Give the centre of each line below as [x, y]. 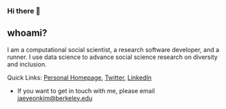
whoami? [27, 33]
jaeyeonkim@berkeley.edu [55, 98]
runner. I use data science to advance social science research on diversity [113, 57]
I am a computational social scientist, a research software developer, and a [113, 49]
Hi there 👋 [24, 11]
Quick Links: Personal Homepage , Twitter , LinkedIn [79, 77]
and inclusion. [27, 64]
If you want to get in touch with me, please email [86, 90]
